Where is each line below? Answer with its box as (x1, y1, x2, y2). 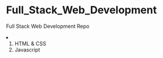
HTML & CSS (14, 40, 46, 47)
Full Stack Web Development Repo (6, 23, 90, 30)
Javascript (14, 46, 40, 53)
